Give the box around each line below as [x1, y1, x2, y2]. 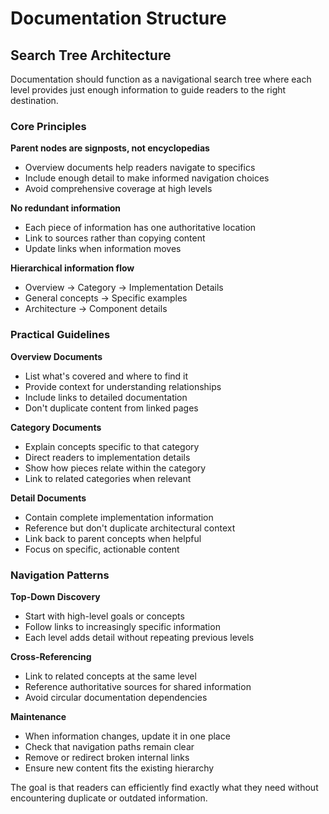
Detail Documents [10, 492, 87, 504]
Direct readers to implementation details [24, 451, 191, 463]
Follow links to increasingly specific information [24, 620, 221, 632]
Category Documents [10, 421, 102, 433]
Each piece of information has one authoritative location [24, 222, 257, 234]
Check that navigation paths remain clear [24, 740, 195, 752]
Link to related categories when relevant [24, 472, 192, 484]
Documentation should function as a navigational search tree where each [10, 73, 312, 85]
